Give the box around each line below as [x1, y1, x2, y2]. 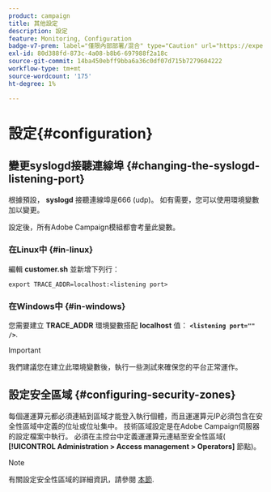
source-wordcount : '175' [8, 72, 92, 80]
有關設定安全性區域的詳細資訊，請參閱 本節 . [8, 474, 155, 484]
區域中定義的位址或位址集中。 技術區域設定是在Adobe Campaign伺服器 [22, 421, 260, 430]
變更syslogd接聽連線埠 [8, 159, 125, 173]
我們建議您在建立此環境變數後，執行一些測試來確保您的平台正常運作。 [8, 362, 243, 372]
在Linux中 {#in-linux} [8, 244, 94, 255]
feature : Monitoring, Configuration [8, 34, 132, 43]
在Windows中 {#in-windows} [8, 301, 126, 312]
